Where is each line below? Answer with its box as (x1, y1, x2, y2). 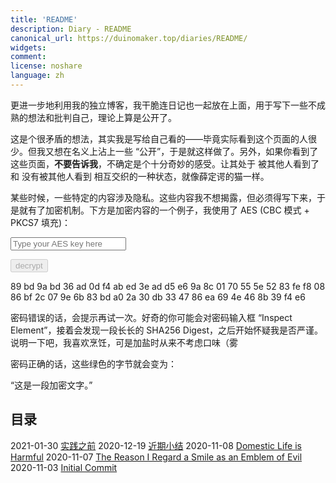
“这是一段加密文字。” (10, 379, 93, 391)
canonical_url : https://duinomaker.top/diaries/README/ (10, 33, 248, 43)
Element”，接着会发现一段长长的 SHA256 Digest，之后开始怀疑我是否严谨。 (10, 324, 324, 336)
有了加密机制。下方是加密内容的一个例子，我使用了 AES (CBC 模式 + (27, 204, 310, 216)
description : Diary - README (10, 24, 132, 34)
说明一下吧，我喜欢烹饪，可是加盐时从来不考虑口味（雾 (10, 336, 238, 348)
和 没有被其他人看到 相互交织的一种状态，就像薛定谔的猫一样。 (10, 170, 270, 182)
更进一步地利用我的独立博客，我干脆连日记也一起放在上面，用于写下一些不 (10, 99, 317, 111)
